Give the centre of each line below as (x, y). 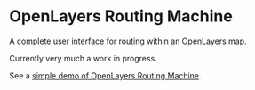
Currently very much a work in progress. (83, 58)
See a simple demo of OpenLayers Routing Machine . (105, 75)
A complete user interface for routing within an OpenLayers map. (128, 41)
